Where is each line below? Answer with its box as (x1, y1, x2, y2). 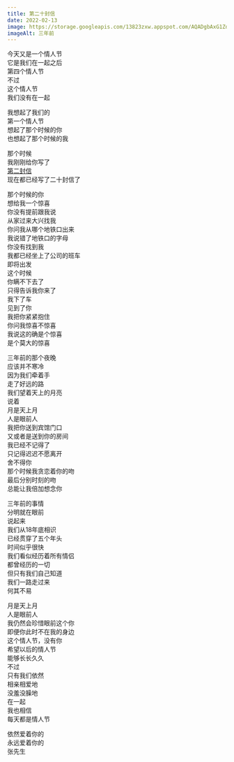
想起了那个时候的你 (7, 126, 63, 134)
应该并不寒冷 (7, 362, 44, 371)
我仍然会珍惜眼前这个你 (7, 619, 75, 627)
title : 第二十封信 (7, 10, 56, 17)
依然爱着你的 (7, 730, 44, 738)
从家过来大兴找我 (7, 217, 56, 225)
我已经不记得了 (7, 441, 50, 449)
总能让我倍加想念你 (7, 485, 63, 493)
